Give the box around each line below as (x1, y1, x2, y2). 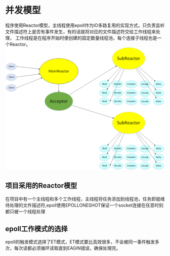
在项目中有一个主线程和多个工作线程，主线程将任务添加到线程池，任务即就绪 (5, 195, 165, 202)
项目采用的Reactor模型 (5, 181, 77, 190)
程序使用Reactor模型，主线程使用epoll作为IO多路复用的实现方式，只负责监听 (5, 22, 165, 28)
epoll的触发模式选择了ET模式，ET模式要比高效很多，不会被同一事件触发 (5, 239, 155, 245)
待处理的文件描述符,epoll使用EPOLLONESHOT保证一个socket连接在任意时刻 (5, 202, 163, 208)
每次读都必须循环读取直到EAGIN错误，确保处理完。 (14, 245, 121, 251)
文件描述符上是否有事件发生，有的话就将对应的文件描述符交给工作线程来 (5, 28, 156, 34)
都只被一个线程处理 (5, 208, 46, 215)
